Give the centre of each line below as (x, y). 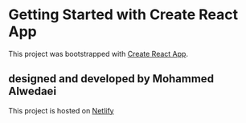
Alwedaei (33, 91)
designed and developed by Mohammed (111, 79)
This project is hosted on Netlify (61, 110)
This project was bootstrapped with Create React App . (98, 54)
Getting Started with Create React (123, 15)
